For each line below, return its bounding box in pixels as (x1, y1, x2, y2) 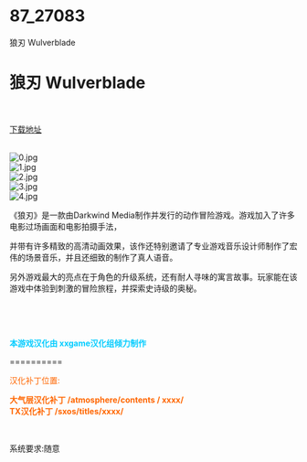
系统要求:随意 (9, 443, 61, 454)
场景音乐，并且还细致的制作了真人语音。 (25, 252, 178, 263)
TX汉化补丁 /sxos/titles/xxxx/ (9, 405, 124, 416)
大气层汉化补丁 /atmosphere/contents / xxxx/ (9, 394, 185, 405)
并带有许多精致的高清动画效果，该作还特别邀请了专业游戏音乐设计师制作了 (9, 240, 290, 252)
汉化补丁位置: (9, 374, 61, 385)
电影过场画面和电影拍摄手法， (9, 220, 122, 231)
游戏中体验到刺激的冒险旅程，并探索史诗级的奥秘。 (9, 283, 202, 294)
